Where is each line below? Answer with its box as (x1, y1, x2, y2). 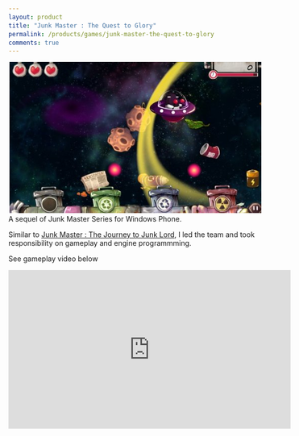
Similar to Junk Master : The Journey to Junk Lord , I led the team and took (8, 230, 255, 239)
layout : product (8, 13, 63, 21)
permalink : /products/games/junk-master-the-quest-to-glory (8, 30, 215, 38)
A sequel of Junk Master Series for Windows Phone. (8, 214, 182, 224)
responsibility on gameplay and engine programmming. (8, 239, 192, 248)
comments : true (8, 39, 60, 47)
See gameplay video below (8, 254, 98, 264)
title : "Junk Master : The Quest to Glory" (8, 21, 157, 30)
